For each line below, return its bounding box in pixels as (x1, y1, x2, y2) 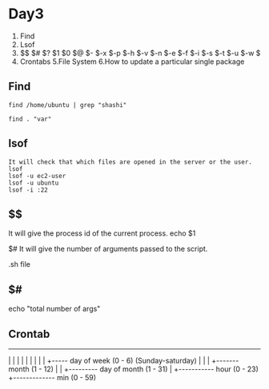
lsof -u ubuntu (8, 179, 59, 187)
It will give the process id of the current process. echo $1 (8, 228, 196, 238)
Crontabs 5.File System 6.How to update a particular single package (19, 57, 245, 66)
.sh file (8, 260, 30, 269)
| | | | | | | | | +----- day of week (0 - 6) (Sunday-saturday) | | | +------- (8, 356, 239, 365)
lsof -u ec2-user (8, 172, 66, 180)
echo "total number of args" (8, 304, 101, 314)
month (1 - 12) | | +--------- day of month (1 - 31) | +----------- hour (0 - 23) (8, 364, 259, 374)
